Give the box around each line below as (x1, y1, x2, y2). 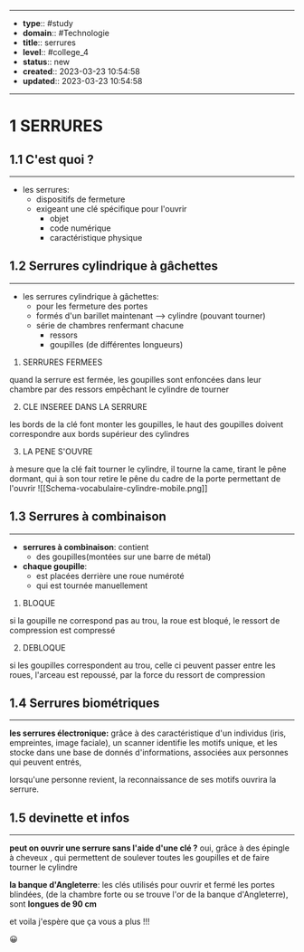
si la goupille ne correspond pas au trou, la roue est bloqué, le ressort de (9, 614, 280, 625)
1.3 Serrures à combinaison (9, 509, 167, 525)
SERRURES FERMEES (22, 357, 103, 367)
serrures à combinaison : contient (22, 541, 149, 552)
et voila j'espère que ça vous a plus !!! (9, 916, 150, 928)
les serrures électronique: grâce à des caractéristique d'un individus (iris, (9, 728, 287, 738)
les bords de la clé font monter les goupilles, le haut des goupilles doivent (9, 418, 284, 430)
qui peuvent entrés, (9, 757, 82, 767)
